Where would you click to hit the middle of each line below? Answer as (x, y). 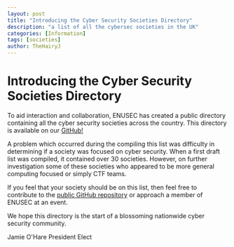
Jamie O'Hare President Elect (50, 236)
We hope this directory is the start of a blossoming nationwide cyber (106, 215)
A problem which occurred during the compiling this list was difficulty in (111, 144)
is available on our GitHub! (45, 130)
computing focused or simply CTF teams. (67, 173)
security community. (37, 223)
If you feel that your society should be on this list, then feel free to (102, 187)
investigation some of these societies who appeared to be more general (111, 166)
